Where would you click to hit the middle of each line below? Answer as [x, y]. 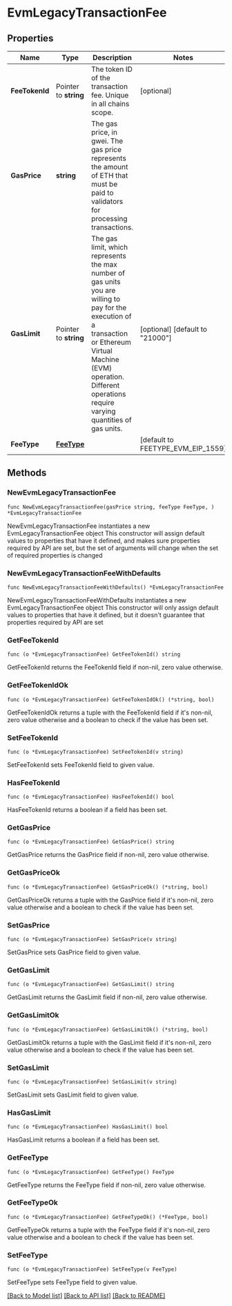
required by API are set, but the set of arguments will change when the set [113, 548]
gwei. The [107, 141]
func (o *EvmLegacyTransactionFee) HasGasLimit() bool [88, 1127]
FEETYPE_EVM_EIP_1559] [183, 448]
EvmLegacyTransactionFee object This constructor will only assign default [113, 607]
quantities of [112, 420]
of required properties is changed [55, 555]
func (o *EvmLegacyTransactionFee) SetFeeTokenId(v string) [96, 752]
